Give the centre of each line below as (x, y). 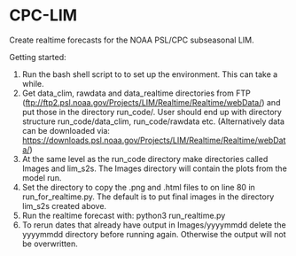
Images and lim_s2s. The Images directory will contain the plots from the (155, 168)
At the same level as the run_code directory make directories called (145, 159)
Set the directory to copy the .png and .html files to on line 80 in (138, 187)
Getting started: (38, 57)
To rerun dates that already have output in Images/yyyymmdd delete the (154, 225)
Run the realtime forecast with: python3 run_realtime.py (124, 215)
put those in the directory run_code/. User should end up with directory (152, 112)
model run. (42, 177)
